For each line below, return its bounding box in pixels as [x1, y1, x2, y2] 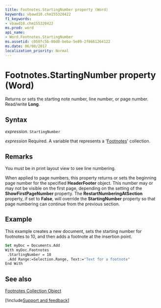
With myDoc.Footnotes [5, 248, 49, 252]
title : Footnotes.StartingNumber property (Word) [5, 7, 109, 12]
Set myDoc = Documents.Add [5, 243, 60, 248]
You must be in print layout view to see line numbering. [5, 166, 116, 171]
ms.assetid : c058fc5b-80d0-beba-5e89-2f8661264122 [5, 39, 111, 44]
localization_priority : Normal [5, 48, 69, 53]
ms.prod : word [5, 26, 34, 30]
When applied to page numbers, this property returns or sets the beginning [5, 175, 157, 181]
